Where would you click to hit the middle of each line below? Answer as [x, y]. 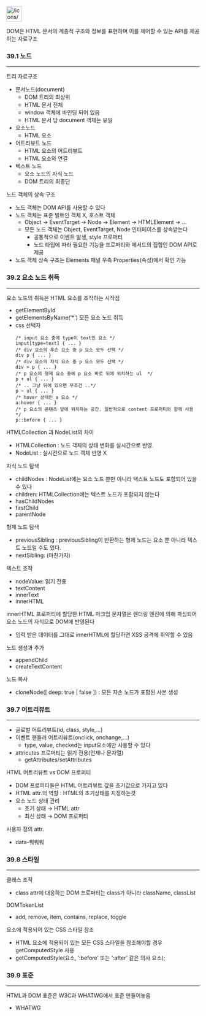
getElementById [35, 310]
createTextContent [39, 666]
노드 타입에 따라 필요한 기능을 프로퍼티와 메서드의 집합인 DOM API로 [115, 245]
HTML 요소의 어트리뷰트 [53, 151]
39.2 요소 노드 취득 [33, 277]
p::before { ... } [39, 420]
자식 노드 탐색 [23, 466]
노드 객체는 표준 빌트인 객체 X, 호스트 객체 [65, 215]
